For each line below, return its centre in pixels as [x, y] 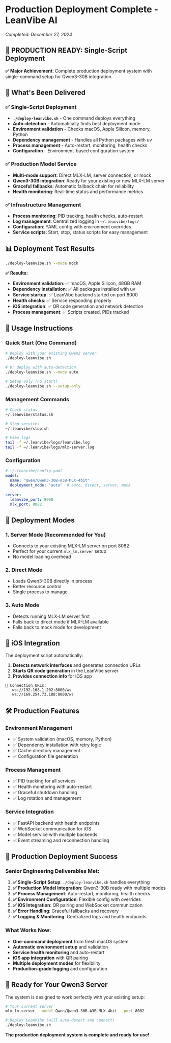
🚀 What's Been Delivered [45, 93]
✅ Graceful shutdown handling [45, 793]
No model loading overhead [42, 557]
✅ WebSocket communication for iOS [52, 828]
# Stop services [22, 424]
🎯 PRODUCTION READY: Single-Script [66, 50]
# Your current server [29, 1006]
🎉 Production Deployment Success [62, 857]
